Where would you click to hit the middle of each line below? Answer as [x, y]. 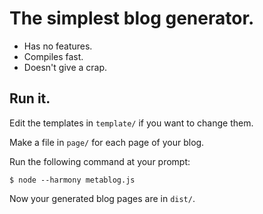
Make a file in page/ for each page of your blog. [107, 142]
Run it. [30, 98]
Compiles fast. [53, 56]
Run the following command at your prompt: [100, 161]
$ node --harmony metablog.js [72, 180]
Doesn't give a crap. [65, 67]
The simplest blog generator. [132, 18]
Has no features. [58, 46]
